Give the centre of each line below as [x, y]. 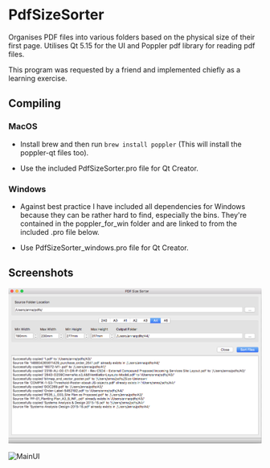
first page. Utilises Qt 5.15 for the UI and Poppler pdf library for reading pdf [132, 45]
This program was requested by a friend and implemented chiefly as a [125, 69]
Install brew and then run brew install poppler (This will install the [131, 144]
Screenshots [41, 273]
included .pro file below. [60, 232]
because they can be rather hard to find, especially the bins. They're [133, 215]
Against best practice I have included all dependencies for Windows [133, 206]
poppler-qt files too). [54, 152]
